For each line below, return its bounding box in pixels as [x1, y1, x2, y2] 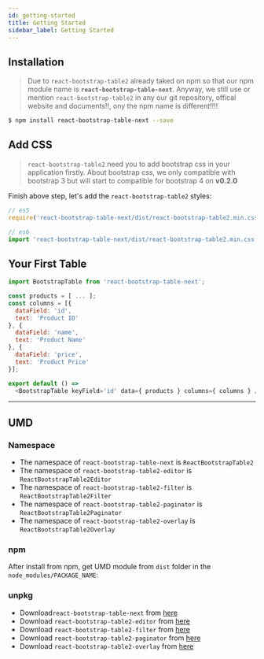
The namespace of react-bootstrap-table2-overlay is [19, 516, 196, 526]
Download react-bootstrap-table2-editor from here [19, 616, 191, 626]
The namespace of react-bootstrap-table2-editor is [19, 466, 192, 476]
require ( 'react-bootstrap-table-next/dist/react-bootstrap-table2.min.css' [8, 213, 262, 221]
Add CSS [8, 139, 53, 152]
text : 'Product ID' [15, 314, 79, 322]
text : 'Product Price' [15, 357, 90, 366]
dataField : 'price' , [15, 351, 82, 359]
